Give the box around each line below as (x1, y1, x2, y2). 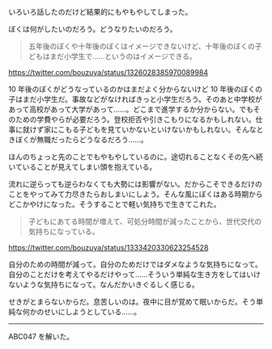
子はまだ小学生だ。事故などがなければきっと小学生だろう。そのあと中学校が (8, 95, 263, 103)
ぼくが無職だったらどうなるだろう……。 (15, 135, 148, 144)
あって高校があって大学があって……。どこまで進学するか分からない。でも (8, 104, 253, 114)
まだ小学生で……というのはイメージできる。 (49, 52, 197, 61)
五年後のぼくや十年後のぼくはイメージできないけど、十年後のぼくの (28, 41, 255, 51)
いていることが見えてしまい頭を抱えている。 (8, 162, 157, 171)
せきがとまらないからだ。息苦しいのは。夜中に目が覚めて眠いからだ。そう (8, 297, 257, 306)
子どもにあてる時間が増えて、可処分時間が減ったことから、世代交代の (28, 217, 262, 226)
